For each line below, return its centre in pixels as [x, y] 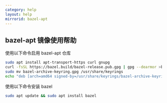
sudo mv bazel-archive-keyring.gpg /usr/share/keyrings [64, 72]
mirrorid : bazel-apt [27, 19]
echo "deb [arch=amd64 [29, 76]
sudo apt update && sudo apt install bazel [51, 96]
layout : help [19, 14]
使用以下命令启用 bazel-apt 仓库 [38, 53]
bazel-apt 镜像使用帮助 [41, 40]
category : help [21, 10]
